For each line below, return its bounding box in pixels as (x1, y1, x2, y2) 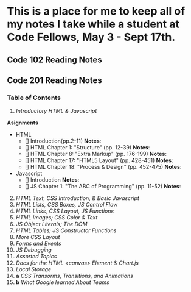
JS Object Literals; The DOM (15, 221, 88, 228)
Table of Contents (7, 93, 61, 102)
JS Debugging (15, 246, 52, 254)
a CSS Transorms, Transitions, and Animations (15, 272, 133, 280)
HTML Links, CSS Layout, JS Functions (15, 207, 114, 215)
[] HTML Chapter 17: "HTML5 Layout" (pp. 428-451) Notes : (24, 157, 173, 164)
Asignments (7, 119, 39, 126)
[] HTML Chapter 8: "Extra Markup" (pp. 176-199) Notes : (24, 151, 167, 158)
